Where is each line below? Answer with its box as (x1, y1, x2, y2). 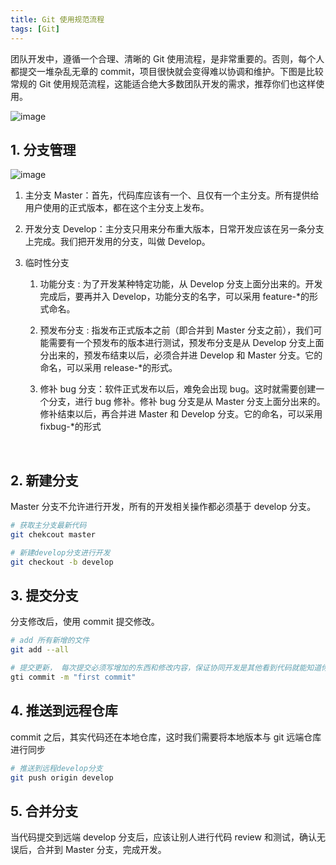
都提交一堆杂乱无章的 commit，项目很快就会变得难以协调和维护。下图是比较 (10, 65, 324, 77)
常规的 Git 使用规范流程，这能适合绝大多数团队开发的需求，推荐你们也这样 (10, 77, 317, 90)
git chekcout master (10, 530, 97, 540)
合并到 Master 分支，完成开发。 (36, 844, 167, 856)
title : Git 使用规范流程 (10, 14, 105, 25)
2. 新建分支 (10, 472, 79, 489)
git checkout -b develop (10, 557, 114, 567)
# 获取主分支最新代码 (10, 521, 87, 531)
